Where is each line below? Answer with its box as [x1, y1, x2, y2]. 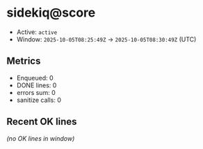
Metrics [6, 55, 41, 67]
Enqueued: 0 [16, 73, 54, 82]
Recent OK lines [6, 116, 77, 128]
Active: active [16, 28, 58, 36]
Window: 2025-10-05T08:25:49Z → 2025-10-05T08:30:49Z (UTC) [16, 35, 197, 43]
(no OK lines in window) [6, 134, 75, 143]
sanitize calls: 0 [16, 96, 62, 104]
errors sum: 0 [16, 88, 56, 96]
